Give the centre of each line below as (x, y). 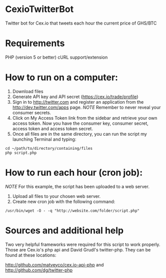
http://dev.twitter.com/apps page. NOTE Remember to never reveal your (86, 107)
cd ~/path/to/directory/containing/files (49, 148)
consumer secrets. (32, 112)
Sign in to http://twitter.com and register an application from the (78, 102)
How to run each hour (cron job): (74, 173)
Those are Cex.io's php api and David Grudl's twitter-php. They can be (78, 249)
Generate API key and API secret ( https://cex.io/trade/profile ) (75, 97)
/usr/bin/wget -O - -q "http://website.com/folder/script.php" (72, 211)
